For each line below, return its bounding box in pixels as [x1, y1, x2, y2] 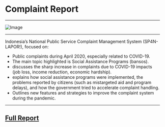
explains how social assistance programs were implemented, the [12, 74, 143, 80]
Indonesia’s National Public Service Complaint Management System [5, 38, 142, 44]
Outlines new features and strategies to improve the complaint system [12, 90, 154, 95]
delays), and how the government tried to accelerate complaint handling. [12, 85, 160, 91]
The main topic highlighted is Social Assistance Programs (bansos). [12, 58, 149, 64]
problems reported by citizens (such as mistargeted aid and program [12, 79, 152, 85]
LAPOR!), [5, 43, 24, 50]
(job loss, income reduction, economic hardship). [12, 69, 112, 75]
